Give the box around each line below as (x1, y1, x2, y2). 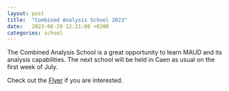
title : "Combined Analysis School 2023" (7, 17, 128, 23)
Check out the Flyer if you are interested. (7, 77, 123, 85)
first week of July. (7, 63, 58, 71)
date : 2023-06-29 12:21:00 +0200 (7, 23, 109, 30)
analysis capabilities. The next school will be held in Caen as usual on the (7, 56, 215, 64)
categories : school (7, 29, 63, 37)
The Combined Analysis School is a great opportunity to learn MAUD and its (7, 48, 222, 57)
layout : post (7, 10, 45, 17)
